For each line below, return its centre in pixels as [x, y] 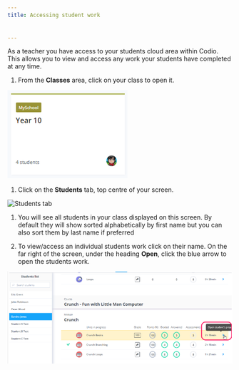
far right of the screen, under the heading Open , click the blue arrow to [122, 254]
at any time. [25, 66]
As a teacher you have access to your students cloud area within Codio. [113, 51]
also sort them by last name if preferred [76, 232]
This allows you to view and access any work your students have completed [119, 59]
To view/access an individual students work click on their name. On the [122, 247]
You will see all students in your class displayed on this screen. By [115, 217]
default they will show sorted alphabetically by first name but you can [120, 225]
